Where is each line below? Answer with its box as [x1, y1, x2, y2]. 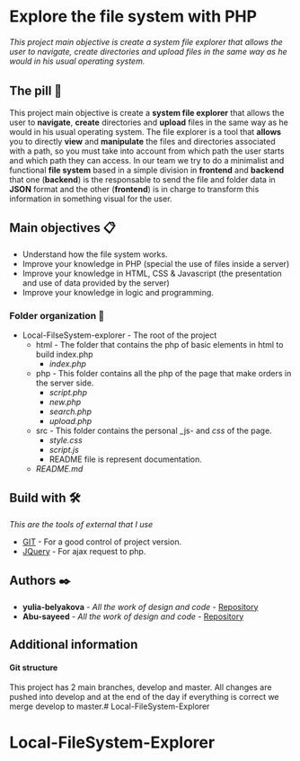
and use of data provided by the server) [22, 277, 171, 288]
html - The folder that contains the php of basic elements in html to [35, 339, 284, 350]
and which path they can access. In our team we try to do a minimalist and [9, 155, 285, 165]
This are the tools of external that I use [9, 518, 154, 529]
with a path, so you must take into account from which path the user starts [9, 146, 285, 156]
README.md [35, 463, 84, 473]
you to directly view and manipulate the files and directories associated [9, 136, 276, 146]
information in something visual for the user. [9, 193, 172, 204]
